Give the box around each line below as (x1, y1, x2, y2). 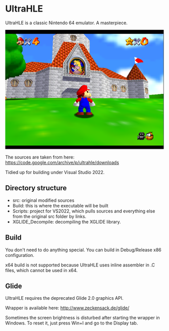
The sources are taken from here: (5, 154, 74, 160)
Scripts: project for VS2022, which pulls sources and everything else (12, 208, 155, 214)
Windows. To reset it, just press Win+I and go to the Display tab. (5, 320, 138, 326)
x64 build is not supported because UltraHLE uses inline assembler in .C (5, 262, 155, 268)
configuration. (5, 252, 34, 258)
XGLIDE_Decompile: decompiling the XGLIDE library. (12, 218, 121, 225)
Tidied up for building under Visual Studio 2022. (5, 169, 105, 175)
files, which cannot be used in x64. (5, 267, 78, 273)
